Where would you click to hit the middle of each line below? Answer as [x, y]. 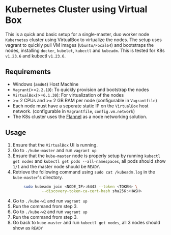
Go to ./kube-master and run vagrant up [54, 150]
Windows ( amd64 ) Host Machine [46, 84]
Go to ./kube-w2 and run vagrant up [50, 212]
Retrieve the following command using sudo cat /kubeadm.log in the [84, 172]
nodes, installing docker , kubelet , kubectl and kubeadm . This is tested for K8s [85, 50]
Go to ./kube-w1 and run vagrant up [50, 201]
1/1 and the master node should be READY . [56, 166]
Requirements [28, 72]
